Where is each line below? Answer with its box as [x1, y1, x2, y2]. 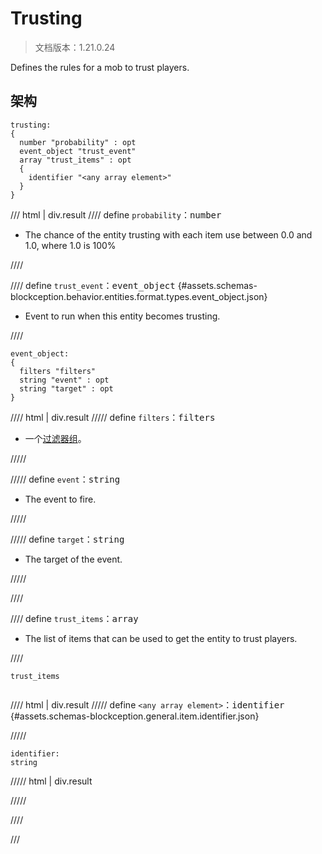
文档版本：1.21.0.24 [34, 41, 116, 53]
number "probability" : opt [19, 137, 137, 147]
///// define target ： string [10, 533, 125, 545]
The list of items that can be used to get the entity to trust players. [24, 632, 298, 644]
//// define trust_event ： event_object [10, 279, 176, 291]
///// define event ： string [10, 473, 121, 485]
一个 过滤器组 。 [24, 432, 87, 444]
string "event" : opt [19, 375, 110, 385]
